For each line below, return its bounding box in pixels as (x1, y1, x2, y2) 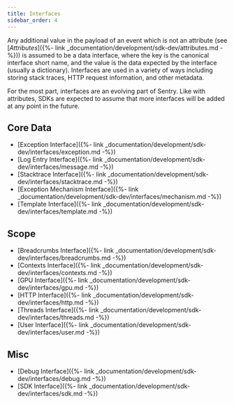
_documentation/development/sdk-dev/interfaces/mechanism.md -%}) (17, 193, 222, 201)
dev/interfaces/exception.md (17, 148, 101, 156)
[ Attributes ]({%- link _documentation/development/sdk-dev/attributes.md (7, 43, 219, 52)
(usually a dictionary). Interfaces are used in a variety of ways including (7, 66, 213, 74)
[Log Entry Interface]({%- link (17, 155, 103, 164)
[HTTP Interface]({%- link (17, 291, 92, 300)
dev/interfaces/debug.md (17, 374, 91, 382)
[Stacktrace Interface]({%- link (17, 170, 107, 179)
